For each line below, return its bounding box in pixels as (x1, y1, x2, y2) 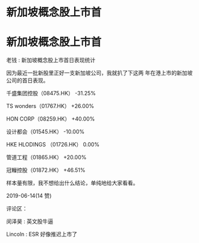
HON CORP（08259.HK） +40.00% (6, 115, 95, 122)
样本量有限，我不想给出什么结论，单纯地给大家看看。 (6, 179, 139, 187)
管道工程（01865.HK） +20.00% (6, 154, 87, 161)
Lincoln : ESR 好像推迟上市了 (6, 230, 77, 238)
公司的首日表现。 (6, 77, 49, 84)
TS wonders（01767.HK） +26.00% (6, 103, 95, 110)
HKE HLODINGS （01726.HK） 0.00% (6, 141, 100, 148)
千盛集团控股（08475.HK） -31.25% (6, 90, 96, 97)
